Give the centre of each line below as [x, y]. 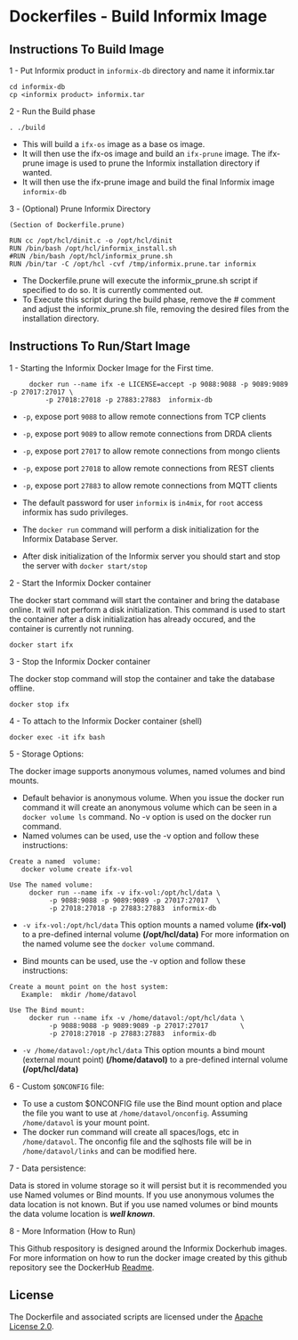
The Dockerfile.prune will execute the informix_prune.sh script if [140, 281]
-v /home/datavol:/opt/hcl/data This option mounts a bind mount [143, 1050]
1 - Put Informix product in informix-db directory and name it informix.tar [142, 70]
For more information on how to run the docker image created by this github [148, 1257]
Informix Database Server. [70, 539]
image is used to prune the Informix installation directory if [153, 163]
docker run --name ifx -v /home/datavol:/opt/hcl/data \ [137, 1017]
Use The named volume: [51, 885]
